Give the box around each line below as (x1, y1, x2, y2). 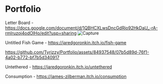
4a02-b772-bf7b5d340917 (5, 54, 60, 60)
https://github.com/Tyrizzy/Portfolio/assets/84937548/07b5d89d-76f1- (5, 49, 149, 55)
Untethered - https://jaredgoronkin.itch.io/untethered (5, 64, 112, 70)
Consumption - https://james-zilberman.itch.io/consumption (5, 73, 127, 79)
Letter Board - (5, 20, 34, 26)
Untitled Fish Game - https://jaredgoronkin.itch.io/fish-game (5, 39, 127, 45)
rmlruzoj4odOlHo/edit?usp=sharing (5, 30, 77, 36)
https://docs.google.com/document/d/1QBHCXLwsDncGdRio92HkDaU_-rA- (5, 25, 158, 30)
